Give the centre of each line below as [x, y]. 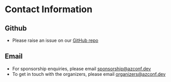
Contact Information [49, 9]
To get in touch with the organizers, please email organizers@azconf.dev [89, 74]
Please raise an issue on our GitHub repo [55, 40]
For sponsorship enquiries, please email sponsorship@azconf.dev [81, 69]
